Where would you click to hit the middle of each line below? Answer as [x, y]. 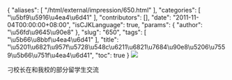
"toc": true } [113, 55]
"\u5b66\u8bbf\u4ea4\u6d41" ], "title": [63, 40]
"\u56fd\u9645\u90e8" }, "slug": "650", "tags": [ [77, 32]
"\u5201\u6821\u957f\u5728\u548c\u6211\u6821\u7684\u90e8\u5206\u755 [116, 47]
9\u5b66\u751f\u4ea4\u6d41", [51, 55]
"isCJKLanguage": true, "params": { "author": [138, 25]
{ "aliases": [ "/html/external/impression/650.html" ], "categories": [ [104, 10]
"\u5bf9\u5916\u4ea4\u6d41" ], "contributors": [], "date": [90, 17]
